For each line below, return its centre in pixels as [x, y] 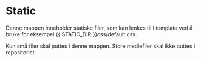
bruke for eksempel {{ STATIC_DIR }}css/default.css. [71, 34]
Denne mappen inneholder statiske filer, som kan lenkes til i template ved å [99, 28]
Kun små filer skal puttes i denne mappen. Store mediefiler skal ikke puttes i [101, 46]
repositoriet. [21, 52]
